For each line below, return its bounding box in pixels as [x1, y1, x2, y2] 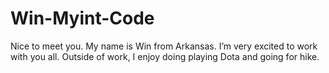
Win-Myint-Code [10, 7, 155, 30]
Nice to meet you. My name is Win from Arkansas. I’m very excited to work [10, 40, 318, 52]
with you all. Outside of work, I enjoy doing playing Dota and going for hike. [10, 50, 320, 62]
